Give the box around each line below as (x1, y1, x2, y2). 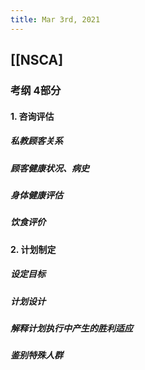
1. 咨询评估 (10, 110, 55, 122)
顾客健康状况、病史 (10, 162, 90, 174)
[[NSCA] (10, 52, 64, 69)
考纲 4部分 (10, 83, 62, 97)
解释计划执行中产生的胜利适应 (10, 322, 133, 334)
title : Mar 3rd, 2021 (10, 14, 101, 25)
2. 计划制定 (10, 243, 57, 255)
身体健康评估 (10, 189, 63, 201)
